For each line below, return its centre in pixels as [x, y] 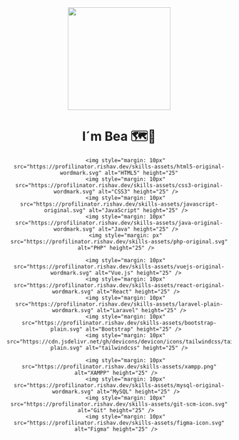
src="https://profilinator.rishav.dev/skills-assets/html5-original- [119, 166]
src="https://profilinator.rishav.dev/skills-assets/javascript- [119, 204]
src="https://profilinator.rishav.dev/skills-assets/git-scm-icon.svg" [119, 404]
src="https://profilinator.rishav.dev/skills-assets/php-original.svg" [119, 241]
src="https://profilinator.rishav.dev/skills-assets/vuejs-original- [119, 266]
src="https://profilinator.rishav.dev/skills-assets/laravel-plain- [119, 304]
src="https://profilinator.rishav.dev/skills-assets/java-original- [119, 223]
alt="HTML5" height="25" [142, 173]
